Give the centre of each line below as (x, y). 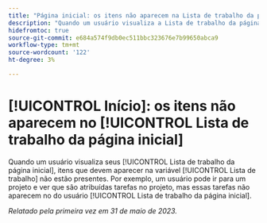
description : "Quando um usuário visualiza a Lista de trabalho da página (135, 23)
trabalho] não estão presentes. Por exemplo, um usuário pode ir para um (127, 179)
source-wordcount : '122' (49, 52)
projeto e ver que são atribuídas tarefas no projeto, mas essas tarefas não (129, 186)
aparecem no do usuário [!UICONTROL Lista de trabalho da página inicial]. (130, 195)
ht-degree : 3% (32, 60)
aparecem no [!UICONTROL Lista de (129, 123)
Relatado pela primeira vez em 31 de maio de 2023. (93, 210)
